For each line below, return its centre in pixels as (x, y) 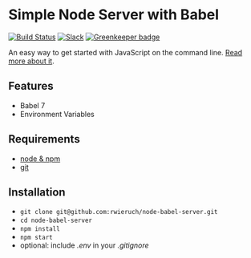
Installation (37, 192)
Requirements (44, 139)
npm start (36, 238)
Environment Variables (57, 114)
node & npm (40, 159)
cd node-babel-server (56, 221)
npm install (40, 229)
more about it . (31, 61)
